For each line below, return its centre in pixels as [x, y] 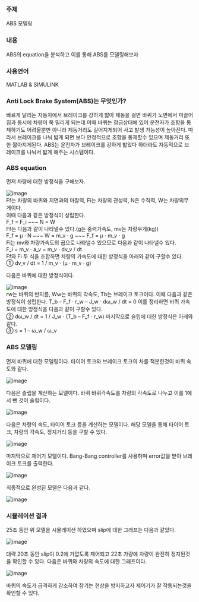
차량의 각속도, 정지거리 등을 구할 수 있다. [61, 432]
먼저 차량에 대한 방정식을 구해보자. [46, 182]
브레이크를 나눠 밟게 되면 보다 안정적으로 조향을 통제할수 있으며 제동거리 [100, 137]
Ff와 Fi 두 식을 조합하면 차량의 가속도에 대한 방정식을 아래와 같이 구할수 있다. [94, 256]
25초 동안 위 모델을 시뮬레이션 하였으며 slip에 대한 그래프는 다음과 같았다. [91, 530]
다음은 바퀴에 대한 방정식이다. [40, 275]
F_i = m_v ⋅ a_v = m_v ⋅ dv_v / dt [44, 249]
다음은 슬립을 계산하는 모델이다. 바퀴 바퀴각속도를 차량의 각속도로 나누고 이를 [95, 392]
